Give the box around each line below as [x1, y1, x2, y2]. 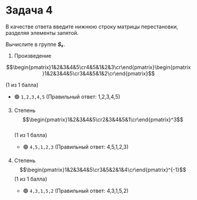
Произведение [14, 52, 51, 59]
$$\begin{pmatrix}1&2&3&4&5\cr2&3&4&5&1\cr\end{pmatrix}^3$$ [22, 116, 183, 123]
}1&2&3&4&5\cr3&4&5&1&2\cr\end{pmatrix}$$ [42, 70, 155, 77]
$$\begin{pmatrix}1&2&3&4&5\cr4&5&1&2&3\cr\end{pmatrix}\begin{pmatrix [6, 63, 191, 71]
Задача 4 [5, 4, 53, 17]
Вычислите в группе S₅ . [5, 41, 65, 48]
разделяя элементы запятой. [5, 29, 79, 36]
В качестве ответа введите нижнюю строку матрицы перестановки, [5, 23, 178, 30]
